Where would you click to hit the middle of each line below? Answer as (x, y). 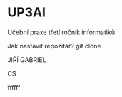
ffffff (14, 87)
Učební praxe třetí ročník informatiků (61, 32)
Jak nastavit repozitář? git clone (54, 46)
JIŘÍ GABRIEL (27, 60)
